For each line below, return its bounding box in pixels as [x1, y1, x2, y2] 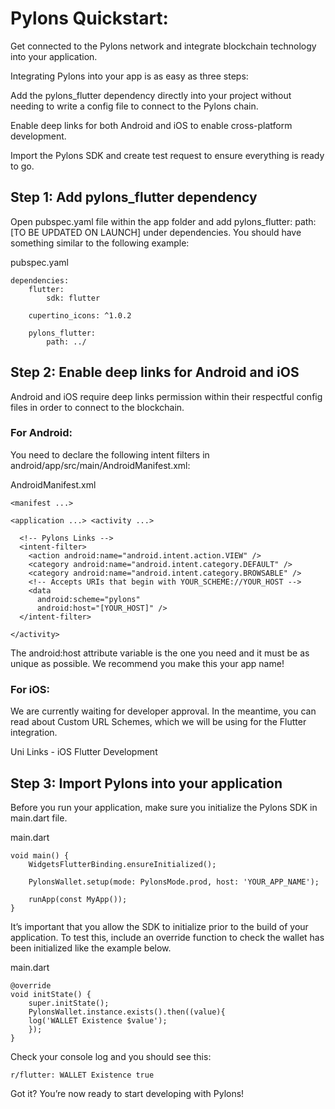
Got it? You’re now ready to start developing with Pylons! [10, 1087, 245, 1099]
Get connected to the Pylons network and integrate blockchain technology [10, 40, 317, 52]
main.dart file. [10, 812, 68, 824]
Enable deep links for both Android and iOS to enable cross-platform [10, 119, 293, 131]
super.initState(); [28, 998, 110, 1008]
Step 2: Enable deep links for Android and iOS [10, 364, 300, 381]
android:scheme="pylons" [36, 594, 141, 604]
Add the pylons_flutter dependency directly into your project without [10, 89, 292, 101]
